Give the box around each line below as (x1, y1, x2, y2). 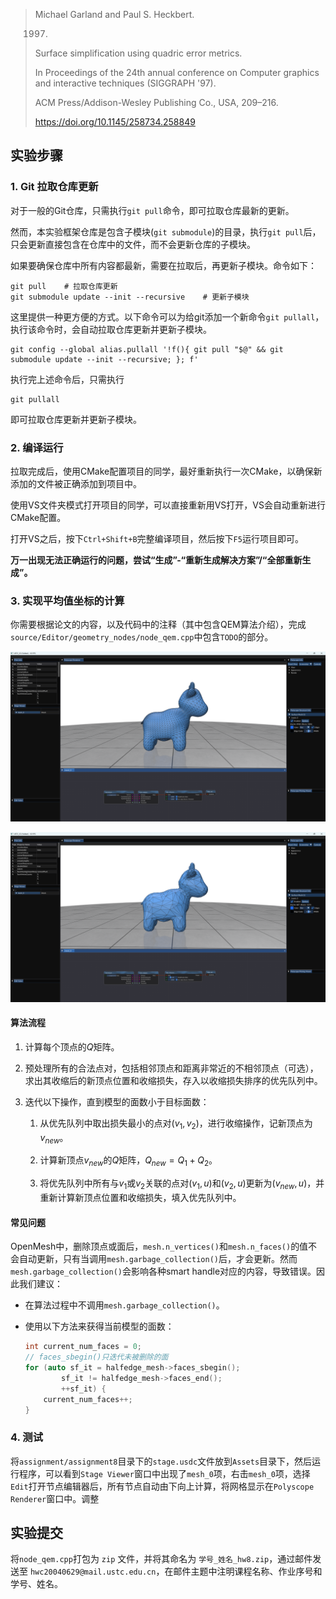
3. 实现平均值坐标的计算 (10, 594, 125, 608)
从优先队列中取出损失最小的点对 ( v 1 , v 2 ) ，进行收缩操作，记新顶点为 (39, 1117, 313, 1131)
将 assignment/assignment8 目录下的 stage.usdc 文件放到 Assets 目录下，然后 (10, 1455, 313, 1467)
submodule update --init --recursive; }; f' (10, 354, 199, 364)
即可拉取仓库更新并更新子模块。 (10, 413, 142, 425)
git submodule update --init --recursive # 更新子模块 (10, 292, 250, 302)
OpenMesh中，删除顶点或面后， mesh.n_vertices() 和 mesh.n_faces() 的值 (10, 1240, 309, 1253)
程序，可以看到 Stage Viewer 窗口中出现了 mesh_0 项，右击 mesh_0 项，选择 (18, 1467, 311, 1479)
